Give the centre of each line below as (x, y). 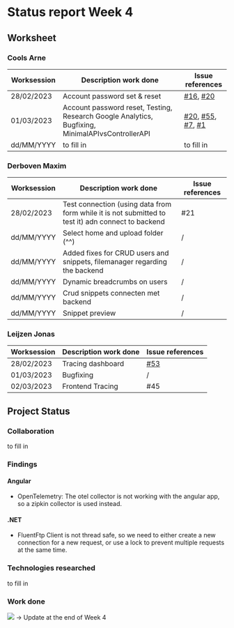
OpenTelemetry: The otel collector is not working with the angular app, (118, 496)
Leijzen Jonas (31, 334)
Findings (22, 464)
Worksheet (32, 38)
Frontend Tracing (90, 386)
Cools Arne (27, 58)
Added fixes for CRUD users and (116, 253)
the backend (83, 270)
